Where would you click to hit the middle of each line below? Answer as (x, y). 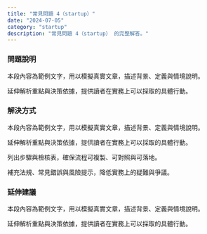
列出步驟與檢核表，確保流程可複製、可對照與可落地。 (84, 157)
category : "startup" (38, 27)
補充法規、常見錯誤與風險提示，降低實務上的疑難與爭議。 (90, 172)
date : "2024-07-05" (36, 20)
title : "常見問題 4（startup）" (52, 14)
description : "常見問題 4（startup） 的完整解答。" (78, 33)
